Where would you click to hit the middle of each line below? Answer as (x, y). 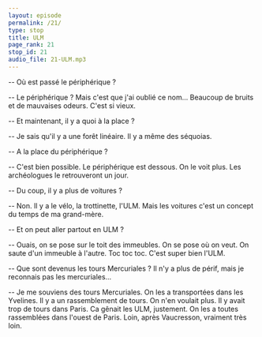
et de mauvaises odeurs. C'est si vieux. (72, 105)
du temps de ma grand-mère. (56, 214)
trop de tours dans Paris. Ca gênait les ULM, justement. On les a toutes (124, 309)
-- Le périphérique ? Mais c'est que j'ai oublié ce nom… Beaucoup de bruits (131, 97)
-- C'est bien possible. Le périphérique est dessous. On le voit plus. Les (125, 167)
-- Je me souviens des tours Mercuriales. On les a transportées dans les (126, 292)
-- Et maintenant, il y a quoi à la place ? (72, 121)
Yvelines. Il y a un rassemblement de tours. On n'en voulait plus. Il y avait (127, 300)
